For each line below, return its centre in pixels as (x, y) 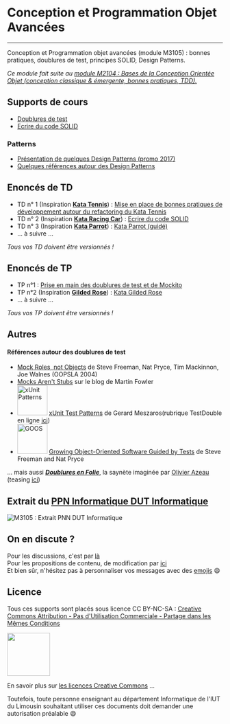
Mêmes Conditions (34, 623)
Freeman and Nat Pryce (50, 459)
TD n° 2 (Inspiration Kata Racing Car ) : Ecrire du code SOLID (103, 218)
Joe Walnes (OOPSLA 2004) (57, 374)
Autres (22, 335)
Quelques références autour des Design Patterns (86, 166)
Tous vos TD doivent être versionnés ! (61, 247)
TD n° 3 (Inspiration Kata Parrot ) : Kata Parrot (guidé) (92, 226)
